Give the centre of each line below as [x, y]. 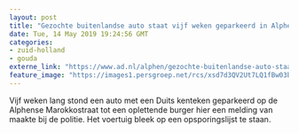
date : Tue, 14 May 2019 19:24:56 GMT [79, 34]
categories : [31, 42]
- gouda [24, 59]
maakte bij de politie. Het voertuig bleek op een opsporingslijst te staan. [140, 119]
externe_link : [35, 67]
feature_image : [37, 75]
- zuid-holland [37, 51]
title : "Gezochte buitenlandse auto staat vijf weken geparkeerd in [138, 26]
